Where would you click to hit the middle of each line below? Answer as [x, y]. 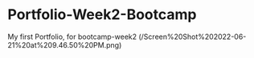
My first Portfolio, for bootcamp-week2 [72, 37]
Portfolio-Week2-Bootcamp [102, 15]
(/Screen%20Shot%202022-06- [193, 37]
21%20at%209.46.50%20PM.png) [65, 44]
